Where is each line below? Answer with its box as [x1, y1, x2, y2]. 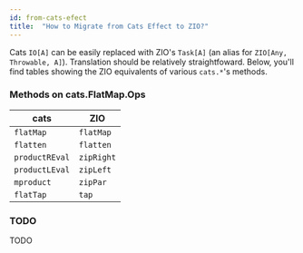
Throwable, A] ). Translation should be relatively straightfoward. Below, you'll [9, 56, 295, 67]
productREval [14, 151, 71, 162]
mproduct [14, 177, 52, 187]
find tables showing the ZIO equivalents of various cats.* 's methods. [9, 65, 268, 77]
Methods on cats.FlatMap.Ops [9, 88, 146, 101]
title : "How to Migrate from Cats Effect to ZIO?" [9, 22, 209, 31]
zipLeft [78, 164, 112, 175]
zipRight [78, 151, 116, 162]
